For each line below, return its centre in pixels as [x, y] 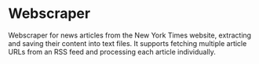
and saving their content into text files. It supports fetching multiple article [128, 43]
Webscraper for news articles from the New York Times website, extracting [130, 35]
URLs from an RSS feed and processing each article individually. [112, 52]
